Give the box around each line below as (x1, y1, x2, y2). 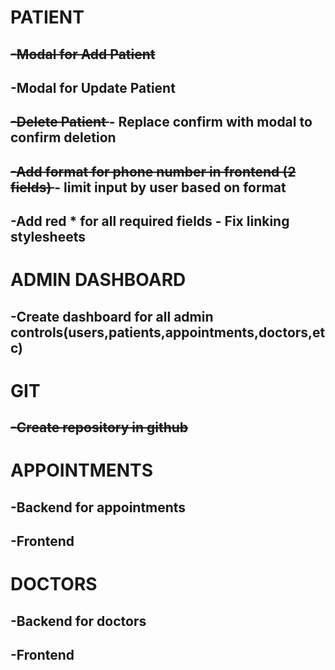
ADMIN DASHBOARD (10, 269, 187, 291)
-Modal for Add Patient (10, 46, 156, 63)
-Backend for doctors (10, 612, 147, 630)
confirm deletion (10, 129, 117, 146)
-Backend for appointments (10, 499, 187, 516)
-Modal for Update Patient (10, 79, 176, 96)
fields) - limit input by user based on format (10, 179, 287, 196)
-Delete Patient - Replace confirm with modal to (10, 114, 313, 131)
